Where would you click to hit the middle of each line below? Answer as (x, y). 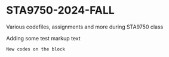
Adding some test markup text (43, 38)
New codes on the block (36, 49)
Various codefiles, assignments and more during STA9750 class (85, 27)
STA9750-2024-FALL (60, 10)
